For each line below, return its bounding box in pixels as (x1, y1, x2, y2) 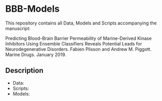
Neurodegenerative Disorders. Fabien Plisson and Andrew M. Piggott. (5, 46, 152, 52)
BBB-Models (5, 3, 60, 15)
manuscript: (5, 25, 31, 31)
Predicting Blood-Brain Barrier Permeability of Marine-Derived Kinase (5, 35, 152, 41)
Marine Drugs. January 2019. (5, 52, 66, 58)
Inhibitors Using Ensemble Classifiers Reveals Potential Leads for (5, 40, 142, 46)
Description (5, 66, 43, 75)
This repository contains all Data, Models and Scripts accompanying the (5, 20, 157, 26)
